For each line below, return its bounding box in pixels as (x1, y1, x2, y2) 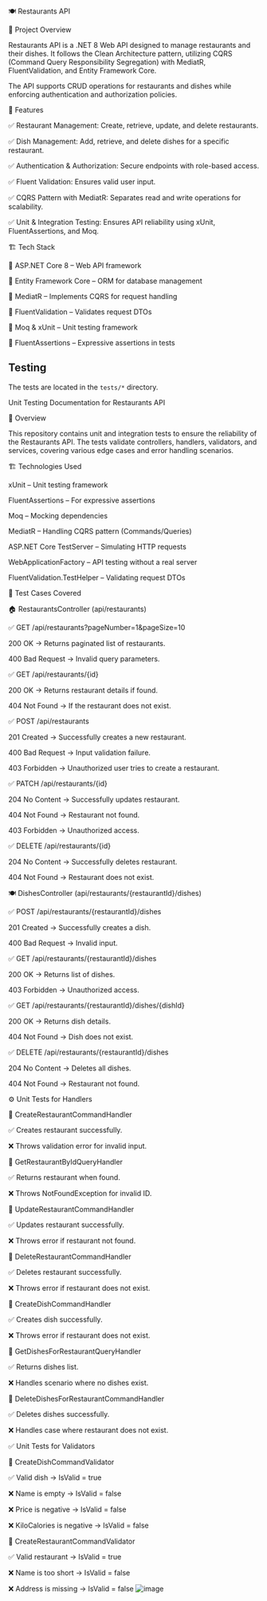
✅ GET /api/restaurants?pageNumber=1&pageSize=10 (8, 622, 186, 632)
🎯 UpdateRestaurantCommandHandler (8, 1204, 135, 1214)
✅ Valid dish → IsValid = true (8, 1473, 102, 1482)
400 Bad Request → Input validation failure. (8, 747, 151, 757)
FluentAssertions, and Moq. (8, 227, 100, 235)
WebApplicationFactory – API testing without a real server (8, 557, 198, 566)
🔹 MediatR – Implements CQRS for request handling (8, 292, 178, 301)
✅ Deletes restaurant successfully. (8, 1267, 122, 1276)
